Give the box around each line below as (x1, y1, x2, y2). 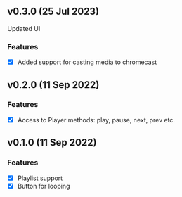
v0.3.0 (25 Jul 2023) (7, 6, 100, 18)
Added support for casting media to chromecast (17, 58, 157, 66)
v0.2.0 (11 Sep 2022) (7, 79, 100, 91)
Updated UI (7, 24, 41, 32)
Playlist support (17, 174, 63, 182)
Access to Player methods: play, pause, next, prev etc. (17, 115, 176, 124)
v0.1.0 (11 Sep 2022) (7, 136, 97, 148)
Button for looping (17, 182, 70, 190)
